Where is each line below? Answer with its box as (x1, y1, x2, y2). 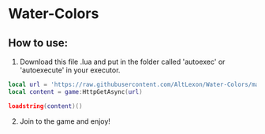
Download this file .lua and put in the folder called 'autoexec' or (19, 57, 226, 66)
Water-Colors (8, 5, 99, 23)
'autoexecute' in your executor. (19, 65, 121, 75)
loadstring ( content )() (8, 102, 83, 110)
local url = (8, 80, 47, 88)
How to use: (8, 36, 69, 50)
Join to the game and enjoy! (19, 116, 110, 126)
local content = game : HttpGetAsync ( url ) (8, 87, 144, 95)
